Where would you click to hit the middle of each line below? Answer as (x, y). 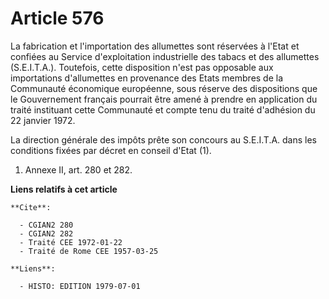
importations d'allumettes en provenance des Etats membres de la (147, 78)
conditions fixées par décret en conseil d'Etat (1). (111, 150)
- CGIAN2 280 (46, 225)
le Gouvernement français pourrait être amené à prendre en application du (164, 99)
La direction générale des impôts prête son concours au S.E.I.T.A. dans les (164, 139)
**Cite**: (31, 207)
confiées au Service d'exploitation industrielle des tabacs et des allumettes (165, 56)
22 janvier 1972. (43, 120)
